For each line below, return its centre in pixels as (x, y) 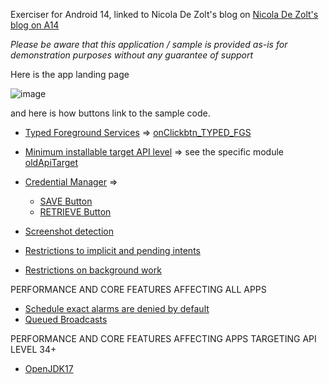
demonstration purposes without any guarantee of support (132, 55)
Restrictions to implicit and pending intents (112, 250)
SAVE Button (66, 201)
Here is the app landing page (70, 74)
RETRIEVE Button (75, 212)
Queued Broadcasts (66, 319)
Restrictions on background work (93, 270)
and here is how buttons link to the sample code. (110, 113)
